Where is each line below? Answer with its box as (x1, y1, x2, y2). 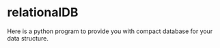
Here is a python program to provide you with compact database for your (7, 27, 213, 35)
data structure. (7, 34, 49, 42)
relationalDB (7, 5, 79, 20)
